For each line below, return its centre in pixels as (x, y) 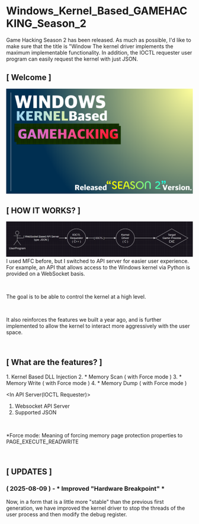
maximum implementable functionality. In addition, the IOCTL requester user (99, 52)
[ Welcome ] (29, 77)
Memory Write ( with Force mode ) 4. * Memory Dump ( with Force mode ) (97, 383)
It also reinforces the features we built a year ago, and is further (84, 320)
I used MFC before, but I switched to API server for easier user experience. (98, 261)
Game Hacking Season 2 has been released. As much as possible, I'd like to (99, 40)
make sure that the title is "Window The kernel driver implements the (90, 46)
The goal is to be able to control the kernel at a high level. (76, 297)
